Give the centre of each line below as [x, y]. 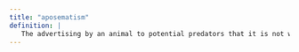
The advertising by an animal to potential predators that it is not [153, 33]
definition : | [36, 26]
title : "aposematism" [49, 17]
